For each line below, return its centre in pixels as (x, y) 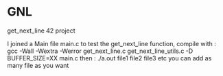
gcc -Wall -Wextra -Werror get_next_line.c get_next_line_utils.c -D (100, 51)
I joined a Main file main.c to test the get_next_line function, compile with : (111, 43)
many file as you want (38, 65)
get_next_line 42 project (41, 31)
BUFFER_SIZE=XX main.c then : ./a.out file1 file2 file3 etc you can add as (109, 58)
